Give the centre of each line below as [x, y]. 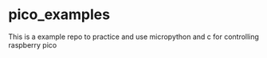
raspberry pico [33, 44]
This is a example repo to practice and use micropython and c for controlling [133, 37]
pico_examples [59, 15]
